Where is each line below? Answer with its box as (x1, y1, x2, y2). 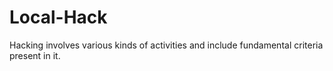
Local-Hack (9, 6, 108, 29)
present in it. (9, 49, 61, 61)
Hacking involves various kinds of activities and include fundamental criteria (9, 39, 324, 51)
